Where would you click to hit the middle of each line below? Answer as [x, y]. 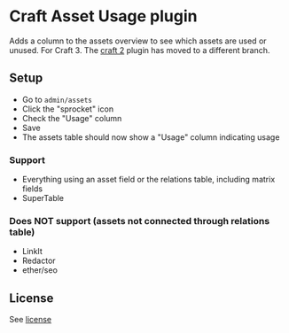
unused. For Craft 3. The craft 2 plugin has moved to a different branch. [140, 50]
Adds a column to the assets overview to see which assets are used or [138, 41]
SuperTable [43, 198]
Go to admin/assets [57, 99]
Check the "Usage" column [72, 118]
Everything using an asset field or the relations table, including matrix [148, 180]
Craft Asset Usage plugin [103, 16]
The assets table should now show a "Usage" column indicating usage [151, 137]
